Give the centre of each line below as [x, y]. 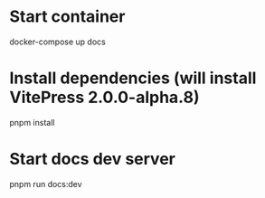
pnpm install [32, 122]
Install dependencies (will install [133, 78]
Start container [67, 17]
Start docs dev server [93, 159]
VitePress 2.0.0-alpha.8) [104, 98]
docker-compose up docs [57, 42]
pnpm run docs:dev [46, 184]
